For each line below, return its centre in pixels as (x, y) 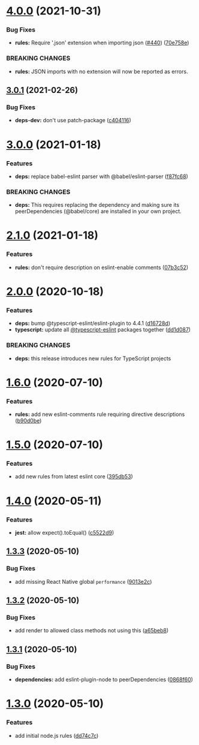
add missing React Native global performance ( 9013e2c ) (83, 581)
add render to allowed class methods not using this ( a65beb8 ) (92, 631)
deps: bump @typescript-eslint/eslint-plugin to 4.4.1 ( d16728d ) (93, 323)
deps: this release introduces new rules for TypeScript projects (93, 358)
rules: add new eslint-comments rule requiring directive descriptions (100, 414)
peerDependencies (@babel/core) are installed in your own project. (98, 212)
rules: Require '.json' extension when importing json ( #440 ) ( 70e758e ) (102, 43)
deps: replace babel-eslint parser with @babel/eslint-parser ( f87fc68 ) (102, 176)
